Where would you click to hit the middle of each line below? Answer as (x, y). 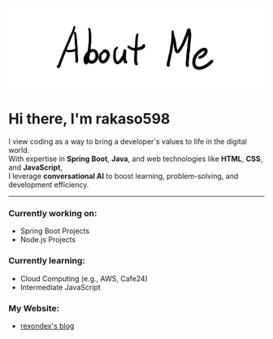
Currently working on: (53, 214)
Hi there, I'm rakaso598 (89, 119)
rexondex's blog (47, 326)
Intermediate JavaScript (60, 287)
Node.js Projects (48, 240)
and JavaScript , (36, 167)
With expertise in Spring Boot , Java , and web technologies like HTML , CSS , (136, 159)
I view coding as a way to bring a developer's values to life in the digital (128, 141)
